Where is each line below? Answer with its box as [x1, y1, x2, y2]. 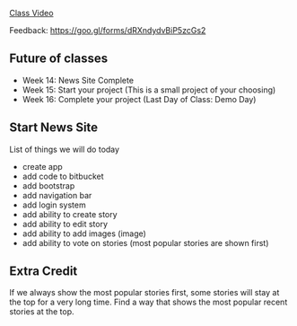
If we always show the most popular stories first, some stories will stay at [9, 287, 280, 298]
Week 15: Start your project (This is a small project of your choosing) [22, 84, 276, 95]
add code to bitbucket [22, 171, 105, 181]
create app [22, 161, 63, 172]
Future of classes [9, 51, 109, 66]
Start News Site [9, 120, 99, 136]
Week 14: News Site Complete [22, 75, 135, 85]
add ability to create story [22, 208, 118, 219]
